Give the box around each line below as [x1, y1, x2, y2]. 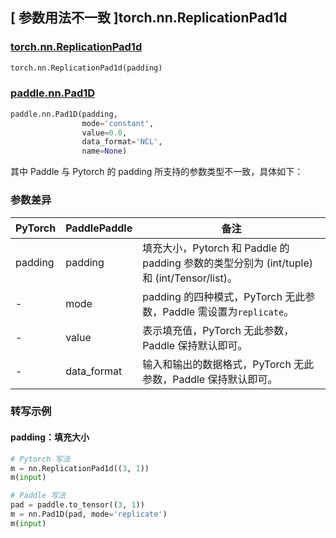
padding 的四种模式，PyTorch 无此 [142, 289, 306, 303]
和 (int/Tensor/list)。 [142, 271, 238, 285]
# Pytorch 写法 [10, 454, 71, 464]
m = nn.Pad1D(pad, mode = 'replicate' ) [10, 509, 168, 520]
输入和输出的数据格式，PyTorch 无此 [142, 357, 315, 371]
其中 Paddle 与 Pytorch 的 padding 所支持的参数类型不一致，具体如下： [10, 166, 304, 178]
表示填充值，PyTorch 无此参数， [142, 323, 295, 337]
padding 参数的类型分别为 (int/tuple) [142, 256, 313, 270]
